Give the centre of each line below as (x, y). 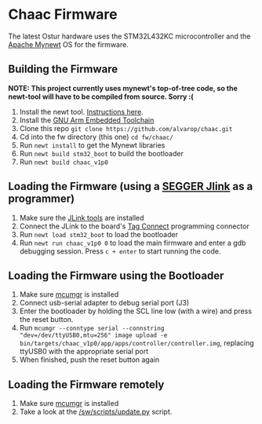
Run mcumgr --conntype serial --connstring (92, 328)
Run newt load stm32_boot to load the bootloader (99, 234)
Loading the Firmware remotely (86, 384)
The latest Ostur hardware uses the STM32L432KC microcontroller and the (129, 36)
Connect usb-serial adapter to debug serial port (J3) (104, 303)
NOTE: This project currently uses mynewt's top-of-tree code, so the (123, 88)
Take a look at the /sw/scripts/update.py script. (96, 412)
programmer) (42, 199)
